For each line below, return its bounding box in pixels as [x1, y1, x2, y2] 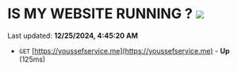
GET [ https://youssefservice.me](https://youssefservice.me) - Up [18, 46, 230, 55]
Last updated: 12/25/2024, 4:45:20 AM [7, 31, 138, 40]
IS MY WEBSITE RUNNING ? [7, 5, 194, 23]
